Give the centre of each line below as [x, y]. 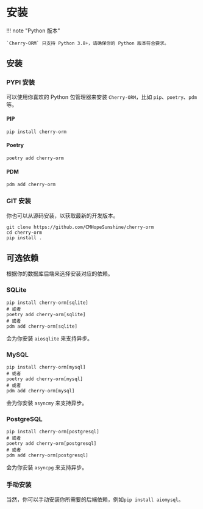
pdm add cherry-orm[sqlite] [42, 326]
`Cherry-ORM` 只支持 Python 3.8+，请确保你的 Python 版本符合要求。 [88, 43]
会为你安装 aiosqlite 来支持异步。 [50, 338]
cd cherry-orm [24, 233]
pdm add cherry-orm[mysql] [41, 391]
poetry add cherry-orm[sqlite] [46, 314]
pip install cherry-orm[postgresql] [53, 432]
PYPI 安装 [21, 82]
